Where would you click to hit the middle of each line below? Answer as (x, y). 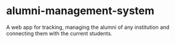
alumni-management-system (80, 11)
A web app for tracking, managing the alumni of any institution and (88, 27)
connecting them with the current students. (59, 33)
